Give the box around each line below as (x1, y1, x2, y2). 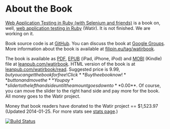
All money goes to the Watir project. (5, 93, 80, 99)
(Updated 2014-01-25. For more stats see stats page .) (5, 108, 118, 114)
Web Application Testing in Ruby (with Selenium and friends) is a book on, (5, 20, 161, 26)
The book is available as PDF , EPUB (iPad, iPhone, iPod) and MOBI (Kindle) (5, 55, 162, 61)
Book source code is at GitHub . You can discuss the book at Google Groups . (5, 40, 165, 46)
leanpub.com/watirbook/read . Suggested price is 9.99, (5, 66, 121, 72)
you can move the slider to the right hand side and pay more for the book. (5, 88, 160, 94)
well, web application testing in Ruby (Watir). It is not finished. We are (5, 25, 151, 31)
